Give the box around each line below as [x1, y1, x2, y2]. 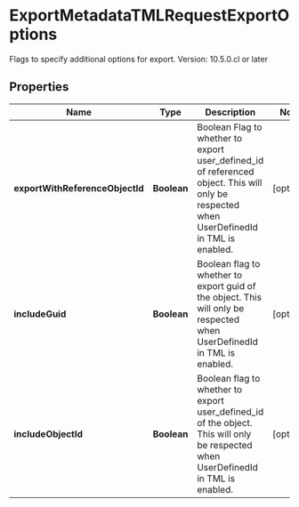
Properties [9, 79, 69, 94]
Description [204, 106, 256, 118]
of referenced [197, 165, 255, 178]
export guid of [197, 279, 256, 292]
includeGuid [13, 308, 67, 320]
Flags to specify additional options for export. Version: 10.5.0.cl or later [9, 53, 269, 64]
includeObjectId [13, 428, 83, 440]
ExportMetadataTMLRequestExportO [9, 5, 290, 26]
